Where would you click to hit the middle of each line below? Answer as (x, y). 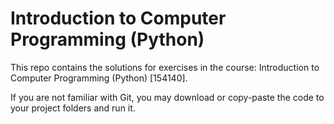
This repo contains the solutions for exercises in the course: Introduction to (165, 67)
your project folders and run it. (73, 108)
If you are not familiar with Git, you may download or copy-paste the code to (167, 97)
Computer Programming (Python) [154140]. (99, 78)
